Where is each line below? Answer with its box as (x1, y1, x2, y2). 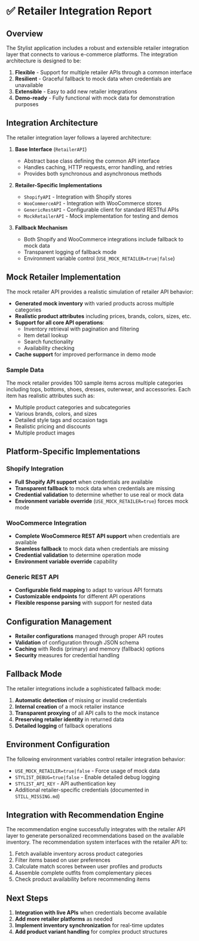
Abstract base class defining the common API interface (23, 157, 160, 164)
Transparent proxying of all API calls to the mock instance (14, 709, 160, 717)
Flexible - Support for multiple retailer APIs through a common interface (14, 69, 192, 76)
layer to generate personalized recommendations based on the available (6, 832, 184, 840)
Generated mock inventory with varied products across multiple (14, 299, 174, 307)
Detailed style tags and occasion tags (14, 416, 108, 424)
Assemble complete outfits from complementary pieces (14, 869, 152, 877)
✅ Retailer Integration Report (6, 4, 152, 18)
